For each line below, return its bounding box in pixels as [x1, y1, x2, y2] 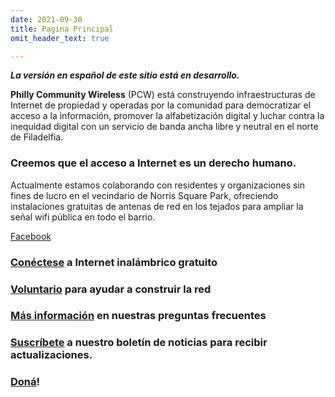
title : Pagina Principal [10, 24, 114, 34]
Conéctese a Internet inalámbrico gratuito [10, 255, 218, 269]
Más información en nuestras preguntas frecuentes [10, 309, 267, 323]
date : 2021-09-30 [10, 14, 83, 25]
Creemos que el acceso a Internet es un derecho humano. [10, 156, 297, 170]
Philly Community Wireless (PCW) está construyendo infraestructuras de [10, 89, 316, 101]
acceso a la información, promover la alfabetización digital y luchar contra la [10, 110, 325, 122]
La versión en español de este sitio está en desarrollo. [10, 69, 240, 81]
